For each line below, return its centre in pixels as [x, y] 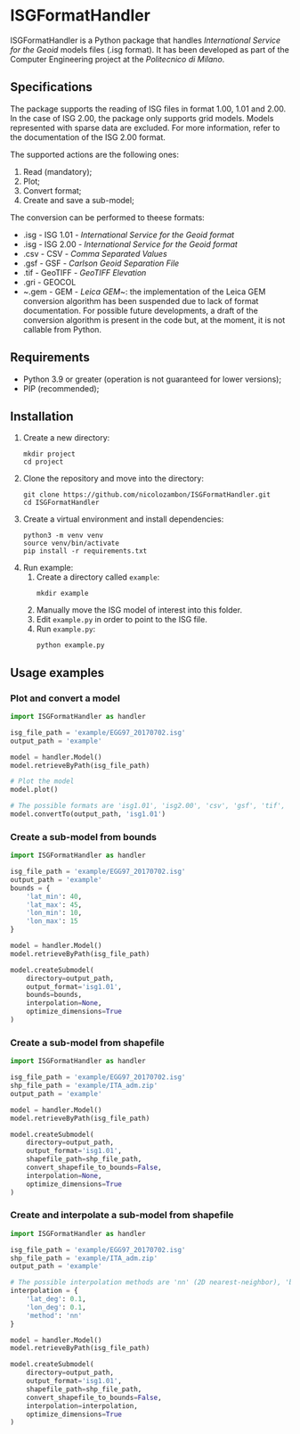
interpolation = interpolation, [82, 1405]
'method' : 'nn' [54, 1315]
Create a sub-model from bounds [84, 836]
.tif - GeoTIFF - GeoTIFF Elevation [85, 272]
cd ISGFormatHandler [61, 503]
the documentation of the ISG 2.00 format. [88, 137]
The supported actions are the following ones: [94, 154]
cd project [43, 462]
